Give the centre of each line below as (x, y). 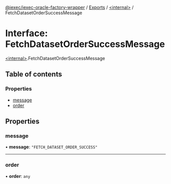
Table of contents (34, 74)
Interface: (27, 33)
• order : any (18, 176)
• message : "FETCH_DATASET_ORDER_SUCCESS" (51, 147)
